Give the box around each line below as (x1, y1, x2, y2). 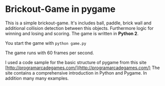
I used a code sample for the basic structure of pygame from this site (5, 59, 147, 65)
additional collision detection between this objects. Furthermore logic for (5, 25, 154, 31)
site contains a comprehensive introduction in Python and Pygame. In (5, 70, 148, 76)
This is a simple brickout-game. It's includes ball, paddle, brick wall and (5, 20, 152, 26)
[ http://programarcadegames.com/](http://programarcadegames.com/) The (5, 65, 160, 71)
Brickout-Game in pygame (5, 3, 116, 15)
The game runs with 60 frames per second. (5, 50, 94, 56)
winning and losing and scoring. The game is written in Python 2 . (5, 30, 139, 36)
